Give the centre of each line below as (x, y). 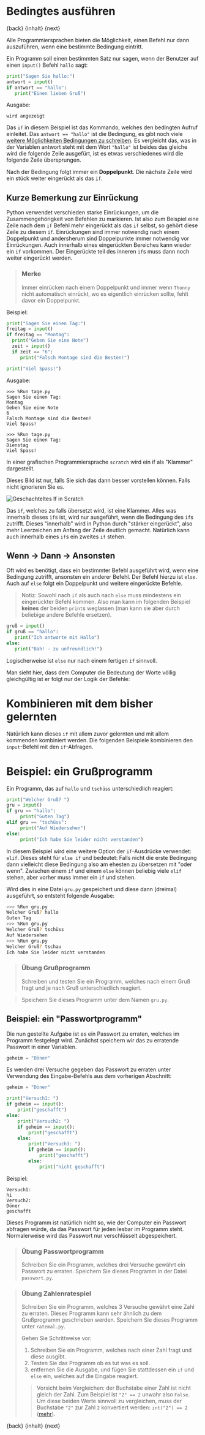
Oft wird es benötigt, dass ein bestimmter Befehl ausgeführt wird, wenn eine (102, 570)
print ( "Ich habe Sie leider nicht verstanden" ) (82, 839)
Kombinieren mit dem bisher (80, 703)
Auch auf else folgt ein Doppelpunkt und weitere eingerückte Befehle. (94, 584)
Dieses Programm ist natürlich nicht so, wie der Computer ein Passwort (96, 1222)
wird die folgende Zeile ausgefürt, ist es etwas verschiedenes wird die (95, 154)
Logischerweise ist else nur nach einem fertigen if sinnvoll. (82, 660)
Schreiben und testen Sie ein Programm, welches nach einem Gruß (106, 981)
